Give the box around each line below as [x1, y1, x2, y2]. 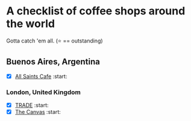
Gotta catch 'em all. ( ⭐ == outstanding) [6, 37, 104, 44]
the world [6, 17, 55, 31]
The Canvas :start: [14, 108, 61, 116]
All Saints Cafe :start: [14, 72, 67, 80]
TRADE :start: [14, 102, 49, 109]
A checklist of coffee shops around [6, 4, 186, 18]
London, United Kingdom [6, 88, 81, 96]
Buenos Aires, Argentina [6, 57, 101, 67]
